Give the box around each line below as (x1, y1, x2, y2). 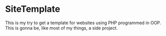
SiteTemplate (5, 3, 60, 15)
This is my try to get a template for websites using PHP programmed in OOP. (5, 20, 162, 26)
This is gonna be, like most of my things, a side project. (5, 25, 118, 31)
